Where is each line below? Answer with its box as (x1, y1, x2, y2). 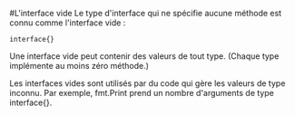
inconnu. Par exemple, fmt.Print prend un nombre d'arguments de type (9, 88, 274, 98)
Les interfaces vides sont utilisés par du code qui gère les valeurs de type (9, 78, 286, 89)
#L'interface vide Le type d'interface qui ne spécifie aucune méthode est (9, 8, 282, 18)
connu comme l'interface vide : (9, 17, 126, 28)
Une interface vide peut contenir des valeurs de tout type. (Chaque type (9, 51, 280, 62)
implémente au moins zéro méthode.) (9, 61, 150, 71)
